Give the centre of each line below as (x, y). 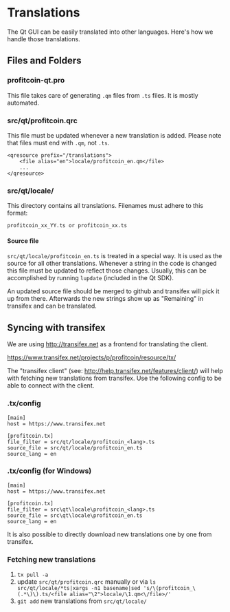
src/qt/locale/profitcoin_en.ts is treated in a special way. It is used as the (115, 256)
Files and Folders (44, 61)
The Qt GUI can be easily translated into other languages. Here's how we (110, 32)
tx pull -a (33, 575)
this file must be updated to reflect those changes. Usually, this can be (107, 271)
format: (18, 213)
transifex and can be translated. (52, 306)
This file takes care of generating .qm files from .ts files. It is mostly (103, 95)
